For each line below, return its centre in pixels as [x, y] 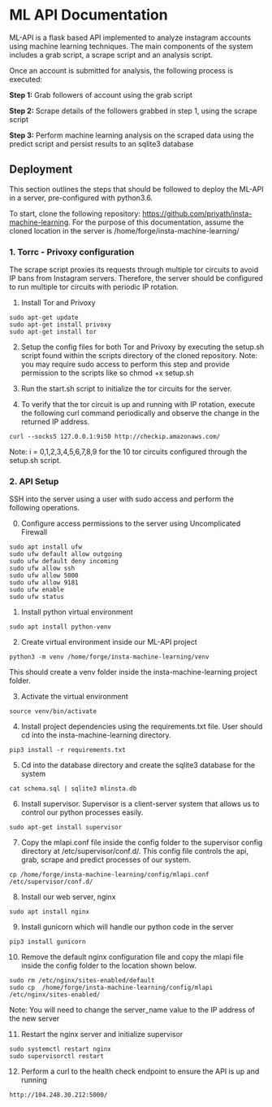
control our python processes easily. [82, 812]
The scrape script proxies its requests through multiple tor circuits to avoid [134, 269]
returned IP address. [55, 422]
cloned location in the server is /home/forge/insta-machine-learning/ [124, 230]
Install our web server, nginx [68, 897]
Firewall [34, 532]
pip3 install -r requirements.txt [68, 750]
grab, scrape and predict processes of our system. [106, 860]
